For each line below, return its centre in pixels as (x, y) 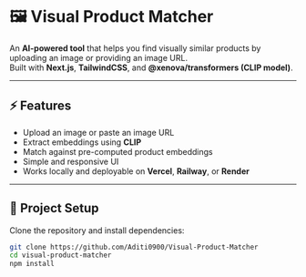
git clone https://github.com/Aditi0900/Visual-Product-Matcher (134, 247)
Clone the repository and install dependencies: (97, 230)
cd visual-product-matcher (61, 255)
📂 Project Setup (54, 208)
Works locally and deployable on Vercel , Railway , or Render (136, 171)
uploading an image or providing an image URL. (99, 57)
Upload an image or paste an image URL (98, 132)
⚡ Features (41, 106)
